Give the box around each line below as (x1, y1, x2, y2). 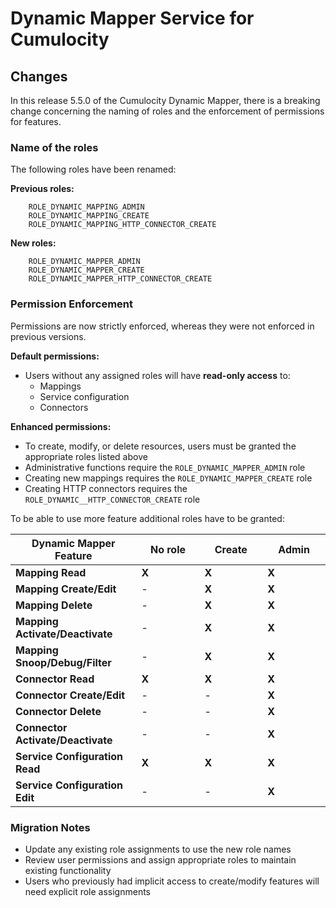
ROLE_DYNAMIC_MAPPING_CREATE (28, 211, 150, 221)
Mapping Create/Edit (15, 582, 117, 596)
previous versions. (10, 330, 87, 342)
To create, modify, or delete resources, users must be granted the (24, 440, 297, 452)
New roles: (10, 237, 57, 249)
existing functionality (24, 864, 112, 876)
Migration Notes (10, 820, 91, 834)
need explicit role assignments (24, 885, 151, 897)
